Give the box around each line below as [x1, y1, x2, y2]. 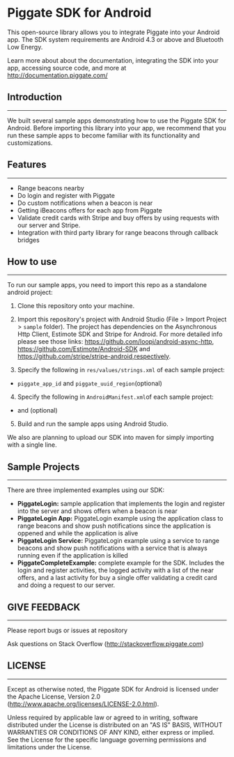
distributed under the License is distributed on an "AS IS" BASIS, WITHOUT [7, 720, 223, 729]
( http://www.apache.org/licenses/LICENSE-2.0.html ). [7, 699, 159, 708]
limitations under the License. [7, 742, 92, 751]
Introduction [7, 91, 63, 103]
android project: [7, 288, 54, 297]
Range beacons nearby [17, 183, 85, 192]
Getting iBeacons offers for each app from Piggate [17, 206, 162, 214]
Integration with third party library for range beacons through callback [17, 228, 219, 236]
